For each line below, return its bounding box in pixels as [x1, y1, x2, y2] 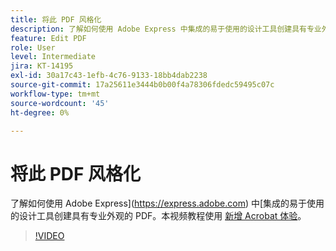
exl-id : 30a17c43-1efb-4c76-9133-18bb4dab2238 [10, 71, 208, 81]
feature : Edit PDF [10, 33, 87, 43]
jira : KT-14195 [10, 61, 74, 71]
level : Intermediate [10, 52, 97, 62]
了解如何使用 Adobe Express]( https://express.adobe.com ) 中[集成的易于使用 [10, 197, 325, 210]
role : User [10, 42, 56, 53]
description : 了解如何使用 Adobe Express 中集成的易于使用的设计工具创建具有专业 [10, 24, 322, 34]
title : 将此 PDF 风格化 [10, 14, 102, 25]
